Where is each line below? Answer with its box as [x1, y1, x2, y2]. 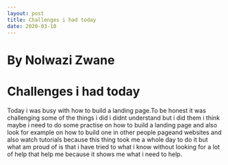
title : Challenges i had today [7, 16, 97, 23]
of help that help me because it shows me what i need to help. [7, 150, 183, 158]
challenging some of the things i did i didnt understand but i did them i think [7, 114, 220, 122]
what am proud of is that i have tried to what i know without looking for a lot [7, 142, 220, 151]
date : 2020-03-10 [7, 23, 57, 29]
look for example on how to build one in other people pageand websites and [7, 128, 222, 136]
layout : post [7, 10, 45, 17]
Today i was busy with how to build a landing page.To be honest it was [7, 106, 207, 114]
